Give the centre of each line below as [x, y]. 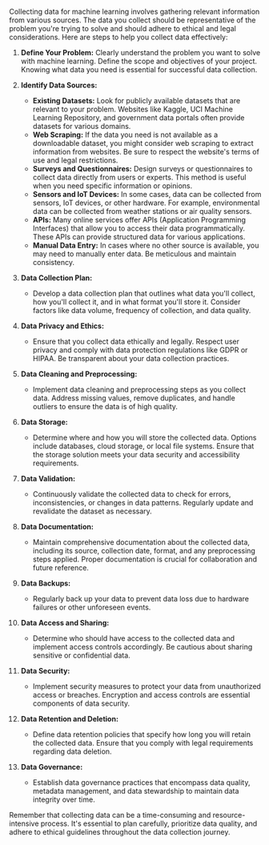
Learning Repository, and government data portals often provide [139, 118]
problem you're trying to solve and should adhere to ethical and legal [123, 28]
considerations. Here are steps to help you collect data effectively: [118, 37]
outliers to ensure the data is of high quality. [105, 406]
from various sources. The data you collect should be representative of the [132, 20]
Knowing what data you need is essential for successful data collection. [139, 70]
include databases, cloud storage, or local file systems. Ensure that [143, 446]
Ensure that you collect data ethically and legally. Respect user [136, 341]
